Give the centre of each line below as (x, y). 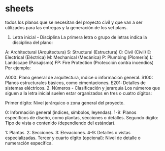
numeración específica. (29, 143)
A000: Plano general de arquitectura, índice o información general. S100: (79, 77)
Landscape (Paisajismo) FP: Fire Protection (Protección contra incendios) (79, 62)
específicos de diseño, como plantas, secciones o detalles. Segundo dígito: (82, 117)
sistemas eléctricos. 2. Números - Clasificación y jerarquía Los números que (82, 88)
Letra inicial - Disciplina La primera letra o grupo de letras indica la (80, 37)
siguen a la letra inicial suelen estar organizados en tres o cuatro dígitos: (79, 93)
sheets (19, 9)
